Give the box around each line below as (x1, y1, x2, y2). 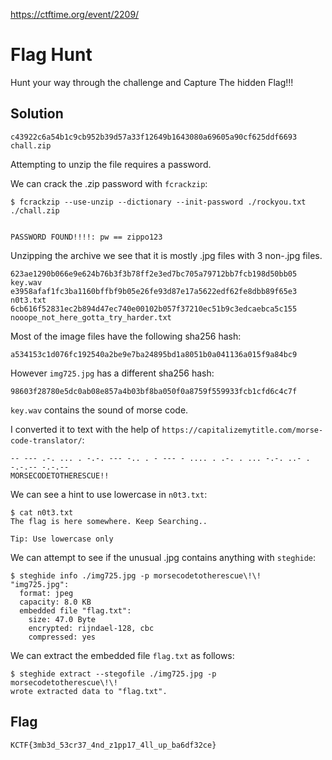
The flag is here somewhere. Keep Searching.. (10, 516, 208, 526)
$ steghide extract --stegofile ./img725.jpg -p (10, 669, 217, 679)
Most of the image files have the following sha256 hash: (10, 330, 242, 342)
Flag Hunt (10, 44, 93, 66)
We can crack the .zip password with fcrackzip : (10, 177, 208, 189)
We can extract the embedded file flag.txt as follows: (10, 649, 235, 661)
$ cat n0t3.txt (10, 507, 74, 518)
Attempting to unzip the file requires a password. (10, 158, 212, 170)
